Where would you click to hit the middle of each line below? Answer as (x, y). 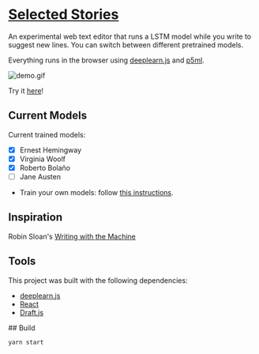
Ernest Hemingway (51, 150)
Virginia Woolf (42, 159)
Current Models (48, 116)
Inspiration (36, 218)
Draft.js (32, 312)
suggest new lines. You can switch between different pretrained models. (126, 44)
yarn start (26, 342)
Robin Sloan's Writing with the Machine (72, 236)
